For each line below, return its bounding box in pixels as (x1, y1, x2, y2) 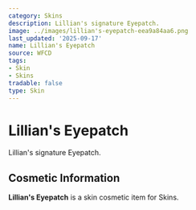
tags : (8, 57, 27, 65)
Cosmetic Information (8, 171, 120, 185)
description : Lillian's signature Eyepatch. (8, 19, 160, 27)
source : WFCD (8, 49, 52, 57)
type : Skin (8, 86, 45, 95)
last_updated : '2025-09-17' (8, 34, 103, 43)
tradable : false (8, 79, 63, 87)
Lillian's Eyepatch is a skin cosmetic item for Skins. (8, 192, 179, 202)
